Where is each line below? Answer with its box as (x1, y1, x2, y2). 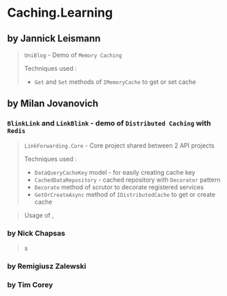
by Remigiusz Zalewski (7, 261, 87, 271)
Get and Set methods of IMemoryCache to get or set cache (34, 78, 197, 86)
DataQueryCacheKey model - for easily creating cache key (34, 168, 196, 176)
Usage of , (24, 211, 54, 219)
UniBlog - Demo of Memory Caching (24, 51, 122, 59)
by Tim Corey (7, 279, 53, 289)
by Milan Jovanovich (7, 98, 99, 110)
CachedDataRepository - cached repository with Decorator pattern (34, 175, 221, 184)
